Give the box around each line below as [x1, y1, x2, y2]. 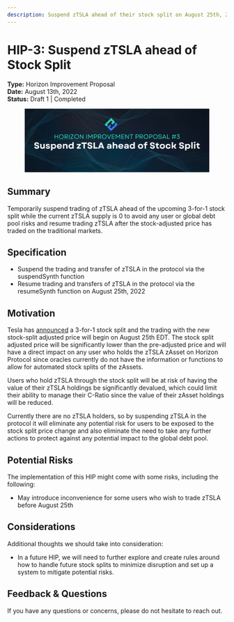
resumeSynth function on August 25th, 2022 [17, 287, 146, 296]
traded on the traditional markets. [7, 226, 103, 234]
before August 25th [17, 501, 74, 509]
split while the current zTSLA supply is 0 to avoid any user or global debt [7, 212, 216, 220]
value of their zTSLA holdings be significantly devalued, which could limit [7, 383, 217, 392]
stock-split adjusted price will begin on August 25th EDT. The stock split [7, 333, 214, 342]
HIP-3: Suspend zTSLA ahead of [7, 42, 197, 58]
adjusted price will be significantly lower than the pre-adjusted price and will [7, 341, 226, 349]
